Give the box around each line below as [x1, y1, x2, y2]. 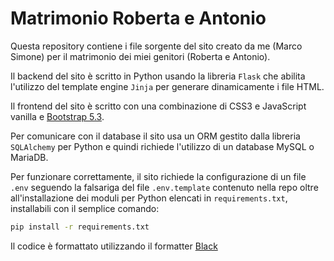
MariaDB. [10, 151, 49, 163]
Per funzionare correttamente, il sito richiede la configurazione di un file [10, 170, 307, 182]
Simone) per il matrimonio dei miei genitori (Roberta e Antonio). [10, 50, 271, 62]
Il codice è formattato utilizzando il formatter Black [10, 240, 218, 252]
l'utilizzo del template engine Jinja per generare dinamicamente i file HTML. [10, 80, 325, 92]
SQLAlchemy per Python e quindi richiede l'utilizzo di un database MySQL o [10, 140, 315, 152]
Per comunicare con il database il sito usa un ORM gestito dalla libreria [10, 130, 301, 142]
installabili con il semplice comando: [10, 202, 160, 214]
